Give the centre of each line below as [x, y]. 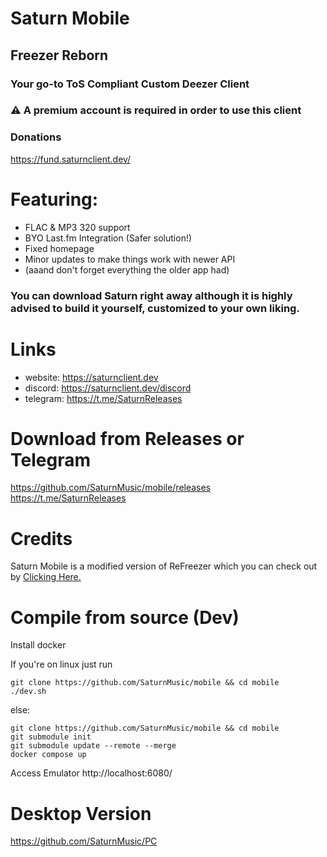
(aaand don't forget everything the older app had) [127, 269]
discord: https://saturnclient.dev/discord [108, 388]
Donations [36, 137]
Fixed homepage [59, 248]
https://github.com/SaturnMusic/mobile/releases [111, 488]
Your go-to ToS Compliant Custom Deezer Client [130, 84]
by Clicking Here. [46, 577]
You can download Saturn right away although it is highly [151, 295]
